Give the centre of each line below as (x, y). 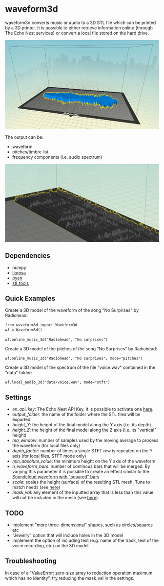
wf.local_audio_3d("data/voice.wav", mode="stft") (58, 382)
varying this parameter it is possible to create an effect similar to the (81, 472)
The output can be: (24, 137)
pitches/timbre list (30, 152)
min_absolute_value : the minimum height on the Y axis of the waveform (84, 461)
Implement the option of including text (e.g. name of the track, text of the (85, 540)
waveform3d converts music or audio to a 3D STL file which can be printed (81, 23)
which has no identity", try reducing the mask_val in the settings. (70, 578)
